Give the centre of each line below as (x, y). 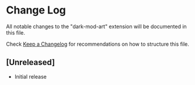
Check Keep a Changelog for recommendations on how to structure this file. (98, 44)
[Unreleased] (31, 62)
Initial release (30, 76)
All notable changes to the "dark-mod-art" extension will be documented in (96, 26)
